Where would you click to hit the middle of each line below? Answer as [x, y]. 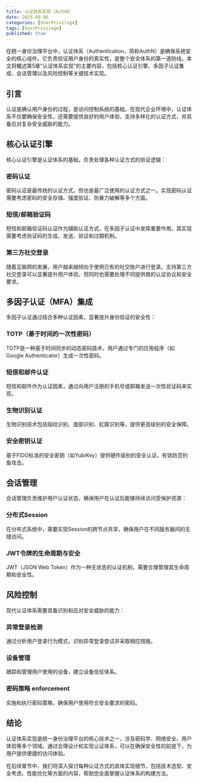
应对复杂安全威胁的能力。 [42, 124]
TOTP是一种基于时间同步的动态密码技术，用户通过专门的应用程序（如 [90, 348]
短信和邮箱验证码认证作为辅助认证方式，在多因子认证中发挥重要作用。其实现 [99, 229]
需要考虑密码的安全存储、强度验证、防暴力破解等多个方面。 [78, 198]
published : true [26, 34]
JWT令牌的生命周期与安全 [43, 553]
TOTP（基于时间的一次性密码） [51, 334]
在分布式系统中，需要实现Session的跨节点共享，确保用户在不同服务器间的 [96, 529]
